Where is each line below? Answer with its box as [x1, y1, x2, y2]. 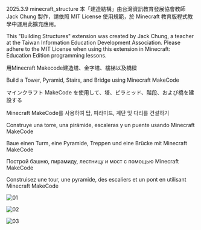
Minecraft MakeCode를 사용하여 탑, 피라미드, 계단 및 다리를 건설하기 [6, 110, 170, 116]
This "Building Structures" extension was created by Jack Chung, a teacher [6, 33, 194, 39]
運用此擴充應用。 [16, 21, 59, 27]
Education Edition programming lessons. [6, 52, 107, 59]
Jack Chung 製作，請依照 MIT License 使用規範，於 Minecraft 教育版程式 [6, 13, 188, 20]
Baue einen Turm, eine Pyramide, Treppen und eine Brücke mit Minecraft [6, 140, 188, 146]
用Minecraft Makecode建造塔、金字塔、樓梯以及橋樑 [6, 64, 137, 71]
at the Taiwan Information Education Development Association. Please [6, 39, 181, 46]
